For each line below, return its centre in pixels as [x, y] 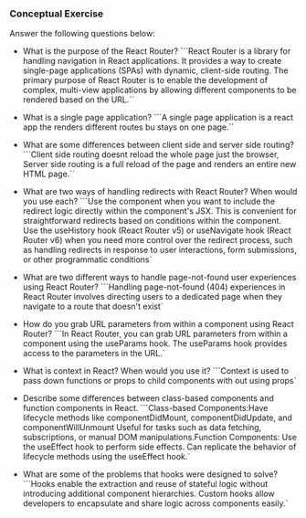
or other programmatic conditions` [87, 259]
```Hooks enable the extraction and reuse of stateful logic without [145, 484]
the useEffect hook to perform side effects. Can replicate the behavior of [159, 447]
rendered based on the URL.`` [79, 100]
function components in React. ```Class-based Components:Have [145, 408]
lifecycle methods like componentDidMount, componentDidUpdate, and [157, 418]
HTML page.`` [49, 174]
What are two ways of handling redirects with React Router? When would [160, 192]
